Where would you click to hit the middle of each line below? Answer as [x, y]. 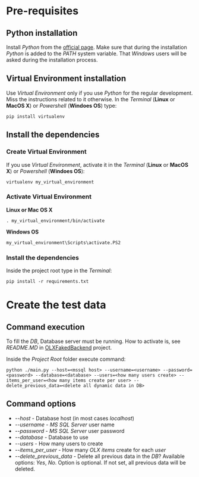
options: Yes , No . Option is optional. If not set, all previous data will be [100, 462]
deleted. [25, 469]
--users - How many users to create [59, 443]
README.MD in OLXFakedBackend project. [59, 348]
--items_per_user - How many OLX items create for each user [90, 450]
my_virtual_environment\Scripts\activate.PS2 [63, 242]
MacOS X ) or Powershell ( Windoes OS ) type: [61, 105]
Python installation [42, 33]
